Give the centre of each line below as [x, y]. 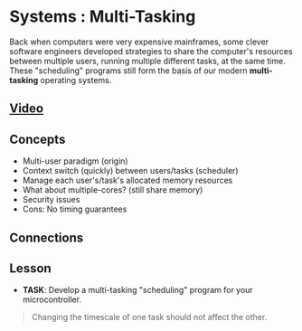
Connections [47, 237]
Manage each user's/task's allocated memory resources [127, 180]
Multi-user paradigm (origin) [75, 161]
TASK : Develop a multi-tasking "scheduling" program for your [137, 290]
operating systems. [76, 80]
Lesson [30, 268]
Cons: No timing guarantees [75, 209]
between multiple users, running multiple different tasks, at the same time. [148, 61]
